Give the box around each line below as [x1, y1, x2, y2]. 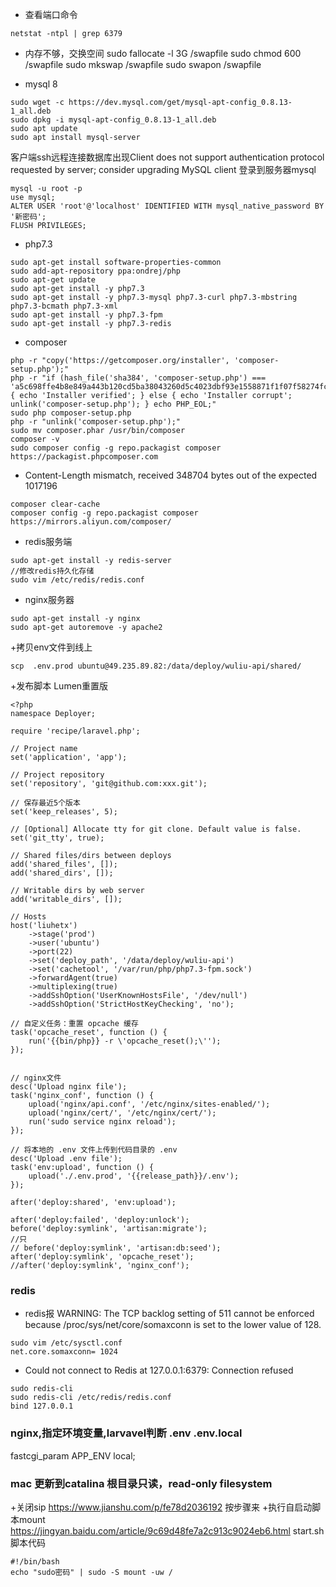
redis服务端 [24, 536, 73, 547]
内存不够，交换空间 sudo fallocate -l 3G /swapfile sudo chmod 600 [24, 48, 302, 59]
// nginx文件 [10, 1073, 62, 1083]
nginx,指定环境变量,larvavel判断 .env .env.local [10, 1426, 243, 1440]
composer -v [10, 434, 60, 444]
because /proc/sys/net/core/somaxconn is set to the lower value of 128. [24, 1319, 322, 1331]
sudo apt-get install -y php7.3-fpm [10, 310, 163, 320]
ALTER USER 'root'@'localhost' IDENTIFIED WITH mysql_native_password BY [10, 201, 325, 211]
